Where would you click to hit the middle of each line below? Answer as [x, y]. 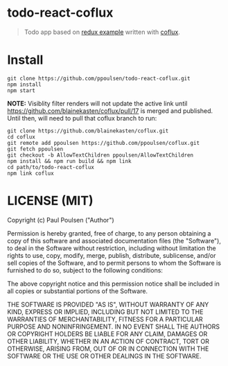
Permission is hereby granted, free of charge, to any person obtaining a [109, 233]
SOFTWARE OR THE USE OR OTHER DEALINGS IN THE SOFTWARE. [104, 356]
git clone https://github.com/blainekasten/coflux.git [88, 131]
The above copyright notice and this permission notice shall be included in [113, 284]
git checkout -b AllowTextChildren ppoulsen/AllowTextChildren [100, 155]
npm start [21, 90]
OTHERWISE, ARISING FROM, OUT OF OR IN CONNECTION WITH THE [108, 349]
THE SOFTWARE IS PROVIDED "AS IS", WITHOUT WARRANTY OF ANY [108, 304]
